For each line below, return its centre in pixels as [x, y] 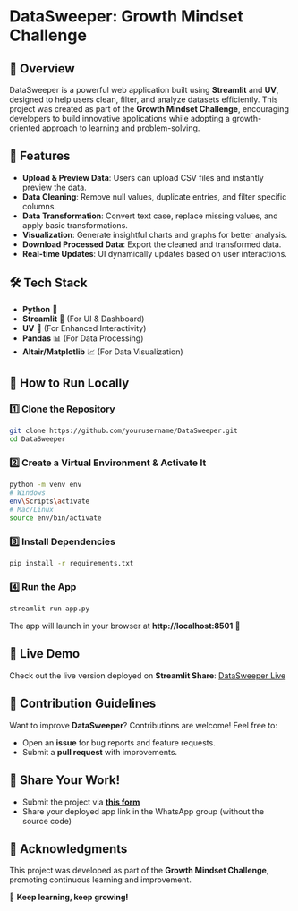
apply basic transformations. [75, 225]
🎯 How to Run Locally [69, 383]
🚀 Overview [42, 68]
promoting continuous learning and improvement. [101, 880]
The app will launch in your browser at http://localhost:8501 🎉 [125, 626]
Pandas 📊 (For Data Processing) [83, 338]
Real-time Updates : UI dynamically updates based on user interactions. [155, 253]
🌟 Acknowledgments [68, 849]
